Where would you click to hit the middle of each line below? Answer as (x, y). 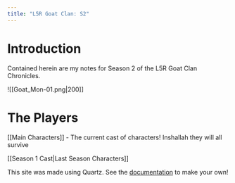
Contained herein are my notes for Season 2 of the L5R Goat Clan (102, 68)
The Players (43, 118)
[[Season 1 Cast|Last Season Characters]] (68, 158)
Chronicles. (24, 75)
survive (18, 144)
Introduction (44, 48)
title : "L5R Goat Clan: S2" (49, 14)
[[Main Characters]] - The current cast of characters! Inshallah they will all (115, 137)
